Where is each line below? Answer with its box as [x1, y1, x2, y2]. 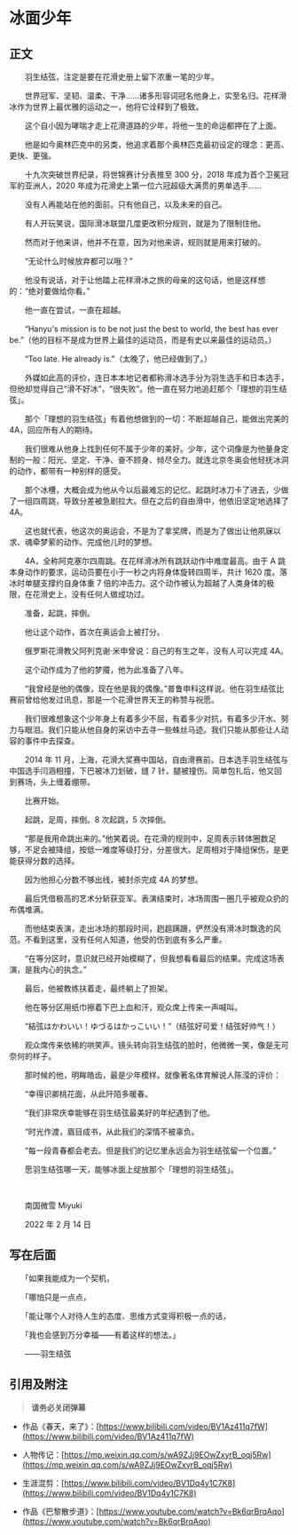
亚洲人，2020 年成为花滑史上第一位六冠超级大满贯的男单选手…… [24, 180, 262, 191]
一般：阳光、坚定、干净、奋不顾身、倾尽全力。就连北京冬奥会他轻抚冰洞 [24, 455, 289, 465]
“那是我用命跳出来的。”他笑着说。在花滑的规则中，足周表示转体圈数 [24, 833, 269, 844]
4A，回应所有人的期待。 [9, 425, 98, 435]
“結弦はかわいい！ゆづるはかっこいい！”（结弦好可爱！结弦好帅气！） [24, 1021, 281, 1031]
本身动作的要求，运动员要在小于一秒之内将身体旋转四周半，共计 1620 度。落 [9, 567, 288, 577]
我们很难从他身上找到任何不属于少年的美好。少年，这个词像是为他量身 [24, 443, 281, 454]
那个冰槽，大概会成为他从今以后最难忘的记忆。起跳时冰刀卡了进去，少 [24, 485, 281, 495]
